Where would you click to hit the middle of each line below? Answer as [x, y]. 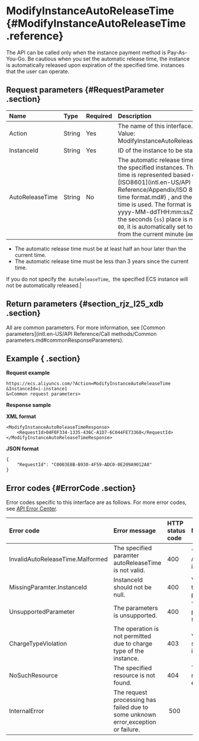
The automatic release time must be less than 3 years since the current [101, 261]
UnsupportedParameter [42, 612]
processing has [135, 700]
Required [99, 116]
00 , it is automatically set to [155, 226]
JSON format [23, 449]
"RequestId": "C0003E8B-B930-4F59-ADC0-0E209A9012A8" [84, 465]
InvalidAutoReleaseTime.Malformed [59, 559]
